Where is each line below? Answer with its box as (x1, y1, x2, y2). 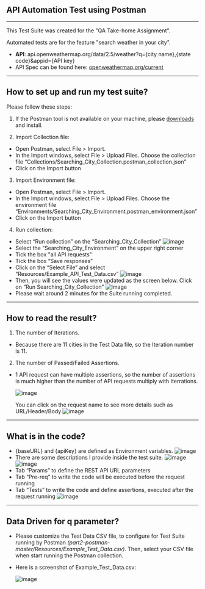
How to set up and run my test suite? (6, 87, 148, 97)
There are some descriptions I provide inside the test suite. (15, 454, 164, 461)
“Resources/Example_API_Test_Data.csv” (15, 270, 119, 277)
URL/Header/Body (15, 408, 62, 415)
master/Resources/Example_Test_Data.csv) (15, 546, 125, 553)
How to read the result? (6, 313, 97, 323)
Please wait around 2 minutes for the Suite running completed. (15, 289, 173, 297)
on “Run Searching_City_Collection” (15, 283, 104, 291)
